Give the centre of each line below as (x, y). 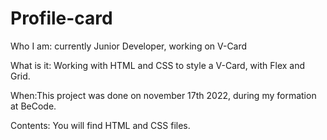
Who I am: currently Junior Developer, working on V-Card (129, 46)
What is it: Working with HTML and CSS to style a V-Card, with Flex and (158, 65)
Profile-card (61, 18)
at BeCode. (33, 106)
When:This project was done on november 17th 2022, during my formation (163, 95)
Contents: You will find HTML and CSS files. (100, 125)
